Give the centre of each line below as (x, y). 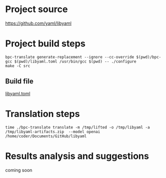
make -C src (18, 66)
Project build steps (45, 44)
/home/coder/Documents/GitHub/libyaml (46, 136)
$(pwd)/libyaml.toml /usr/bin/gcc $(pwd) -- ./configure (75, 62)
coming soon (19, 170)
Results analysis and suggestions (77, 156)
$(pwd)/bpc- (149, 57)
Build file (19, 81)
